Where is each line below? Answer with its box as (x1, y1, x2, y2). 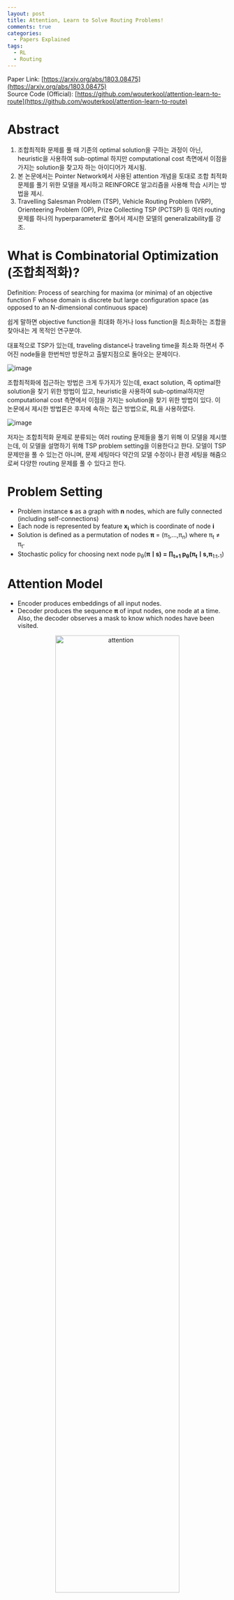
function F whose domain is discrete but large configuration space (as (7, 295, 210, 304)
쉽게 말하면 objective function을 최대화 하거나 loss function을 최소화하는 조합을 (7, 317, 227, 325)
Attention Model (7, 575, 103, 592)
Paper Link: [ (7, 75, 44, 83)
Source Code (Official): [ (7, 89, 78, 98)
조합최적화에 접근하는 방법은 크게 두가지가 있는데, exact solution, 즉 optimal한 (7, 378, 221, 386)
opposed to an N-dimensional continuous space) (7, 303, 148, 311)
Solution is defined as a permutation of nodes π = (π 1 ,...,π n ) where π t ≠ (17, 531, 221, 541)
